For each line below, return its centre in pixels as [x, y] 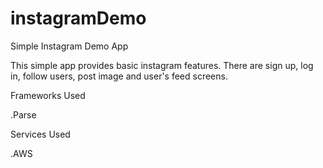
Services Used [40, 134]
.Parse [23, 114]
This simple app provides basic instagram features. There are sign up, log [162, 65]
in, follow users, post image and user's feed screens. [119, 76]
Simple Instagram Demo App [69, 46]
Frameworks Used [48, 95]
